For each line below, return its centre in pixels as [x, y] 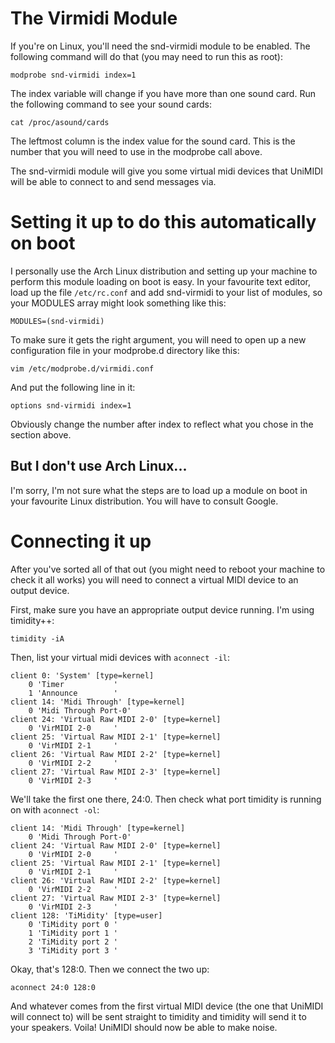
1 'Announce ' [73, 693]
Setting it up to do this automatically [163, 222]
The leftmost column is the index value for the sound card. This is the [153, 141]
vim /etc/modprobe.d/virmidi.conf [82, 368]
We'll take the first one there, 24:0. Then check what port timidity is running [166, 799]
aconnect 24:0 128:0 [53, 987]
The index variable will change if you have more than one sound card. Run [163, 93]
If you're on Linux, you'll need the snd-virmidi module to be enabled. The [160, 46]
